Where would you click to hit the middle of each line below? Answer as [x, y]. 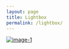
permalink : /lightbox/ [34, 23]
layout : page [22, 12]
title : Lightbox [26, 17]
